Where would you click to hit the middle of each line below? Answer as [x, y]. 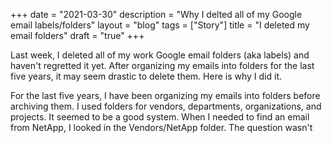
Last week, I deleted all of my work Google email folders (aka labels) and [160, 55]
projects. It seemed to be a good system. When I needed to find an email [160, 117]
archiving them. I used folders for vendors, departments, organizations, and [166, 106]
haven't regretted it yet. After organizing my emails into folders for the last [162, 65]
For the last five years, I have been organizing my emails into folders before [165, 95]
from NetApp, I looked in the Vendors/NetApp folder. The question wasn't [161, 127]
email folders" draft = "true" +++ [77, 35]
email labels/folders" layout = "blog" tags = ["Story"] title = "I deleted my [160, 25]
